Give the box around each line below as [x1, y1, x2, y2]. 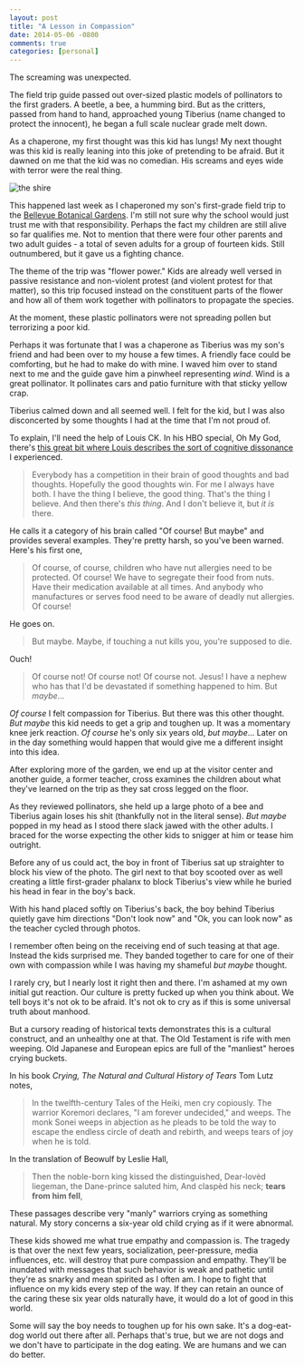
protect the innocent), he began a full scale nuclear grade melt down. [9, 119, 268, 130]
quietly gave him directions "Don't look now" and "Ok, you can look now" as [9, 913, 293, 924]
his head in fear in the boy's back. [9, 886, 136, 897]
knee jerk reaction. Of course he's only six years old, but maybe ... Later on [9, 727, 288, 738]
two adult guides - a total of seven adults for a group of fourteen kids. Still [9, 239, 285, 249]
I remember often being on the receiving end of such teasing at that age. [9, 941, 280, 952]
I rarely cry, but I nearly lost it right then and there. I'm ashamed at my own [9, 977, 288, 989]
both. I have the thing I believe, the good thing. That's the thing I [31, 489, 271, 500]
